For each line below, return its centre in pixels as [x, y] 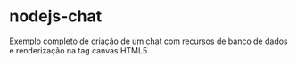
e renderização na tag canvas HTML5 [78, 50]
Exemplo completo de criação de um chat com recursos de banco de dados [148, 41]
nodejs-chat [56, 16]
